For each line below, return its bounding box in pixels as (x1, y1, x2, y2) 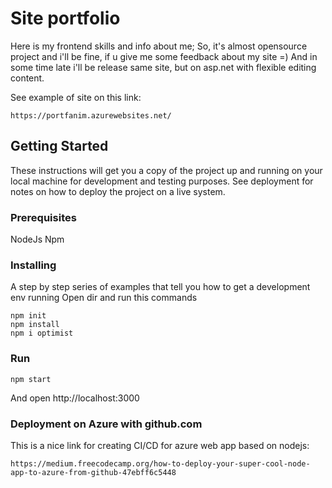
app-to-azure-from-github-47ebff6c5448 (10, 467, 177, 477)
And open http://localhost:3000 (10, 392, 140, 404)
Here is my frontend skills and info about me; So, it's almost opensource (10, 40, 308, 52)
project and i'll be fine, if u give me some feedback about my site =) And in (10, 50, 318, 62)
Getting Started (10, 138, 109, 155)
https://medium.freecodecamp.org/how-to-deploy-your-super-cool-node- (10, 458, 311, 469)
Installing (10, 258, 57, 272)
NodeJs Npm (10, 233, 65, 246)
